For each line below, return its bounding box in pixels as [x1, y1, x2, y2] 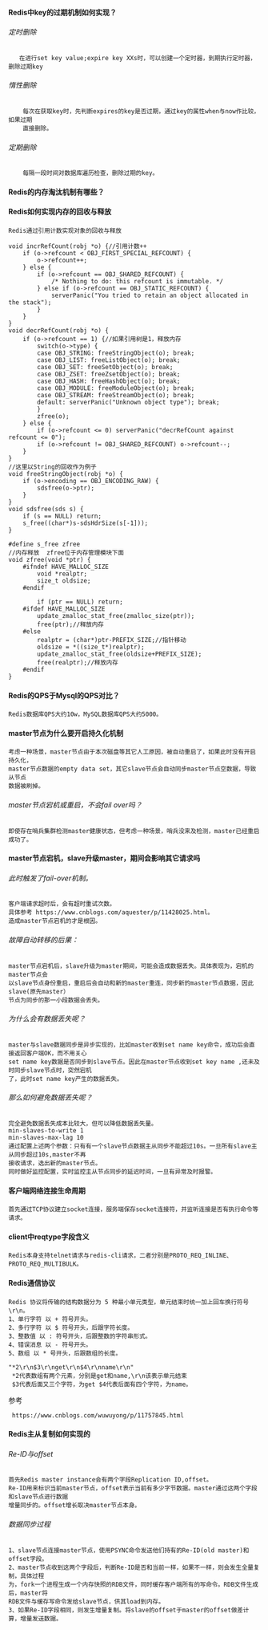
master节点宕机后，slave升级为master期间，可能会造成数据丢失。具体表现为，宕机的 [8, 961, 254, 970]
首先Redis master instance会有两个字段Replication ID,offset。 [8, 1476, 213, 1484]
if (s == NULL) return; [22, 512, 102, 520]
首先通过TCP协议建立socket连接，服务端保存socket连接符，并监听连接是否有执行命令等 [8, 1205, 258, 1213]
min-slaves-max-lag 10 [8, 1134, 84, 1142]
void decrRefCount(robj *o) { [8, 327, 110, 335]
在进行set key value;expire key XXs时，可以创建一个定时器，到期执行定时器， [18, 54, 257, 62]
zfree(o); [37, 413, 70, 421]
